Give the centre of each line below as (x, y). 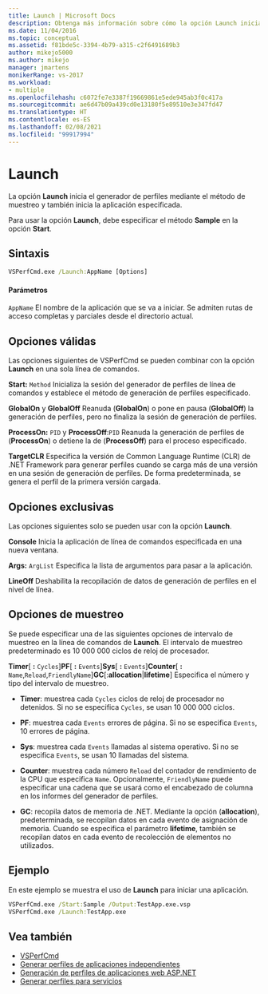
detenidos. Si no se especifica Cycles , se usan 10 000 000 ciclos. (127, 707)
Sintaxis (29, 253)
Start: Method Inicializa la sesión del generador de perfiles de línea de (122, 385)
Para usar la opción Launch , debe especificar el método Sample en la (123, 220)
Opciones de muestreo (66, 614)
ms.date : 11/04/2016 (43, 30)
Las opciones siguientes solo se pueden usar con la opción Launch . (120, 526)
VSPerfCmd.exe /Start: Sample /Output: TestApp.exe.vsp (100, 904)
